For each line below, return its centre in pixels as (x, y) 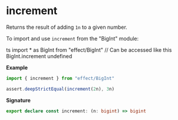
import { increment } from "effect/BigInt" (60, 78)
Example (17, 67)
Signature (19, 100)
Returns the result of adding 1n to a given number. (67, 27)
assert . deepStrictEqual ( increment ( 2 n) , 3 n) (60, 89)
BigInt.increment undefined (39, 56)
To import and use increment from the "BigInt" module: (72, 38)
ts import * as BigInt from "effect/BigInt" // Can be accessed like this (89, 50)
